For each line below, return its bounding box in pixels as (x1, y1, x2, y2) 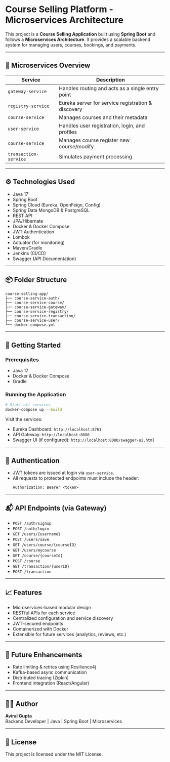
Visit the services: (5, 416, 43, 422)
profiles (59, 128, 77, 135)
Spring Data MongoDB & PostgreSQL (12, 207, 90, 213)
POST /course (12, 558, 40, 564)
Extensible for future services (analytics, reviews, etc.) (12, 631, 126, 637)
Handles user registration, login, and (59, 122, 145, 129)
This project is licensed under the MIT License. (5, 751, 103, 757)
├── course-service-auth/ (5, 296, 60, 301)
